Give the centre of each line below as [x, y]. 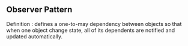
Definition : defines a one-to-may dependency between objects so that [94, 24]
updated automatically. [35, 36]
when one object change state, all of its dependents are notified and [91, 30]
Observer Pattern [39, 10]
